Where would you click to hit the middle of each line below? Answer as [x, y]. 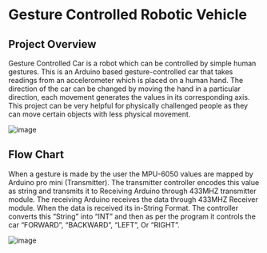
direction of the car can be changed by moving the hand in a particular [125, 89]
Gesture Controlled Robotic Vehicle [128, 15]
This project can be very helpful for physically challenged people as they [128, 106]
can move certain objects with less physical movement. [100, 114]
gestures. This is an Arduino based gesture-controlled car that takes [121, 72]
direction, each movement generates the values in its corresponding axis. [129, 97]
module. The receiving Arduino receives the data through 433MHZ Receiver [133, 199]
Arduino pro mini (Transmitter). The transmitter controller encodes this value [134, 182]
